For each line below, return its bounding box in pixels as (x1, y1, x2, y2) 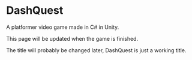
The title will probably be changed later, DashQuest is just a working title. (6, 46, 187, 54)
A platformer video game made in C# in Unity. (6, 23, 119, 31)
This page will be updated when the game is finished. (6, 35, 139, 42)
